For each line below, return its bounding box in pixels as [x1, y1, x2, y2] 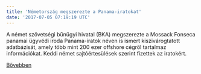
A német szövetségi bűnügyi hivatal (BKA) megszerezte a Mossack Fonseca [6, 30, 196, 38]
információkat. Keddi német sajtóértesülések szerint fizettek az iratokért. [6, 50, 187, 57]
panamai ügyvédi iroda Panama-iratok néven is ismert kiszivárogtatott [6, 37, 180, 44]
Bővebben [6, 61, 32, 69]
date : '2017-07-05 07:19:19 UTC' [6, 14, 91, 20]
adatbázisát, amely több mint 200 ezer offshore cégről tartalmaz [6, 43, 167, 51]
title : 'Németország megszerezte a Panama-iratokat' [6, 8, 142, 15]
